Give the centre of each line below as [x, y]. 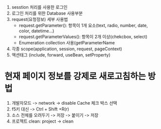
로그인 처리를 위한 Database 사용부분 [47, 13]
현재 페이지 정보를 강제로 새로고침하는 [75, 76]
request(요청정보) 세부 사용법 [40, 19]
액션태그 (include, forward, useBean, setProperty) [61, 55]
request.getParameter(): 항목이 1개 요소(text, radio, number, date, [83, 25]
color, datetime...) [36, 31]
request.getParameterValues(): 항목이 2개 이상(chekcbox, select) [83, 37]
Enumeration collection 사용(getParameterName [67, 43]
